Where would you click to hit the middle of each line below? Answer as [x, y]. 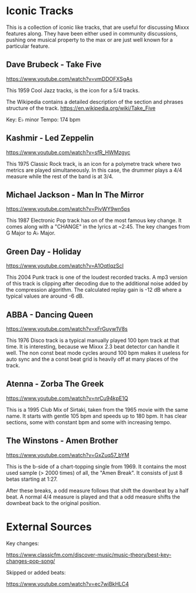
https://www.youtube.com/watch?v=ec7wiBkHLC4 [68, 584]
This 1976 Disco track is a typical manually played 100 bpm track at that [93, 340]
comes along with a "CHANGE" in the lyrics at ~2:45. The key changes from [98, 227]
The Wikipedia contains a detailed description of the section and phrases [95, 102]
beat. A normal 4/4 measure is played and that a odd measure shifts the [93, 497]
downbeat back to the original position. [54, 503]
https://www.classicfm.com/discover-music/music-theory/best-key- [89, 555]
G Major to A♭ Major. [31, 233]
